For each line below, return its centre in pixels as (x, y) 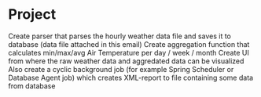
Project (32, 14)
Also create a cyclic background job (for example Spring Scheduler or (121, 69)
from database (32, 86)
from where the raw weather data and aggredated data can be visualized (126, 61)
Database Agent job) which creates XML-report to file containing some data (131, 77)
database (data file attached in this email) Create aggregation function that (129, 44)
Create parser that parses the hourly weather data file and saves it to (120, 36)
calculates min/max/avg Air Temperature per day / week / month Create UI (129, 52)
